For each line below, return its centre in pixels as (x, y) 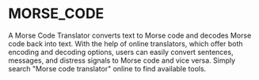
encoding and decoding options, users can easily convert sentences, (121, 52)
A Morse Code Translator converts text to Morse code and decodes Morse (130, 35)
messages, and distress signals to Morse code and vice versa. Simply (122, 60)
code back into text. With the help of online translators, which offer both (126, 43)
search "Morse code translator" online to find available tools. (107, 68)
